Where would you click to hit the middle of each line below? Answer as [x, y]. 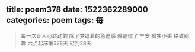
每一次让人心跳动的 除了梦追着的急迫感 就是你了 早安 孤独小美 [96, 35]
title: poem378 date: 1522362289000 [77, 10]
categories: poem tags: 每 [55, 20]
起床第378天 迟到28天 [65, 43]
